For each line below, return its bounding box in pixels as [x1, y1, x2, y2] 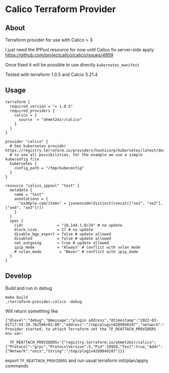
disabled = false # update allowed [14, 236, 112, 241]
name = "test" [14, 192, 44, 197]
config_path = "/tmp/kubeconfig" [14, 165, 84, 171]
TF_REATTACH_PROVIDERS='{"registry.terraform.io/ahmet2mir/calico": [10, 340, 156, 345]
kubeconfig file [5, 157, 39, 162]
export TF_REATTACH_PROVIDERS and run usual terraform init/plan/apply [5, 357, 148, 363]
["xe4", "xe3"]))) [5, 205, 44, 210]
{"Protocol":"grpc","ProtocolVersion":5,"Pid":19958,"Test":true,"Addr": [5, 344, 163, 349]
